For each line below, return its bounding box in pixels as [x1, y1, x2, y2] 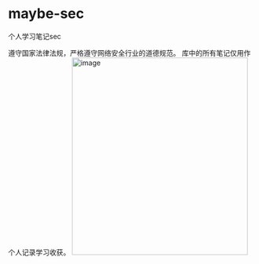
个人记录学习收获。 [8, 248, 71, 257]
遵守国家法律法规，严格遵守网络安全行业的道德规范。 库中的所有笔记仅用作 [8, 48, 251, 57]
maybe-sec [8, 5, 85, 23]
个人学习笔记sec [8, 31, 61, 41]
